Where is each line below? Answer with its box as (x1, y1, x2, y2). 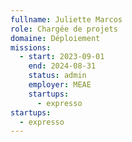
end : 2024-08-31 (28, 61, 97, 71)
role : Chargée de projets (10, 24, 118, 34)
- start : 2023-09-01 (19, 52, 105, 62)
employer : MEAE (28, 80, 92, 90)
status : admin (28, 71, 87, 81)
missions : (10, 42, 52, 53)
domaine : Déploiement (10, 33, 101, 43)
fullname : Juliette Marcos (10, 14, 123, 25)
